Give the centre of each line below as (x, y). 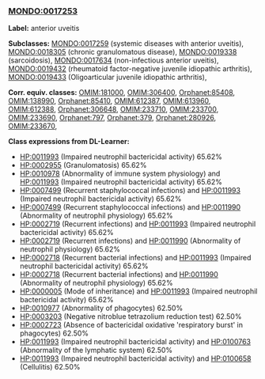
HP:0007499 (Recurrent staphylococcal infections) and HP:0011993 (130, 191)
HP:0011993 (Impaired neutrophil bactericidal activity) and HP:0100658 (135, 358)
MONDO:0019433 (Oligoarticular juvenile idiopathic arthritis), (108, 78)
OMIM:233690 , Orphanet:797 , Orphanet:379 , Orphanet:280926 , (112, 118)
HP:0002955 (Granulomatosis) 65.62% (83, 165)
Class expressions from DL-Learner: (69, 142)
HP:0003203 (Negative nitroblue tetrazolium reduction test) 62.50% (131, 316)
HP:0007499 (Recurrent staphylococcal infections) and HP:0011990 (130, 207)
